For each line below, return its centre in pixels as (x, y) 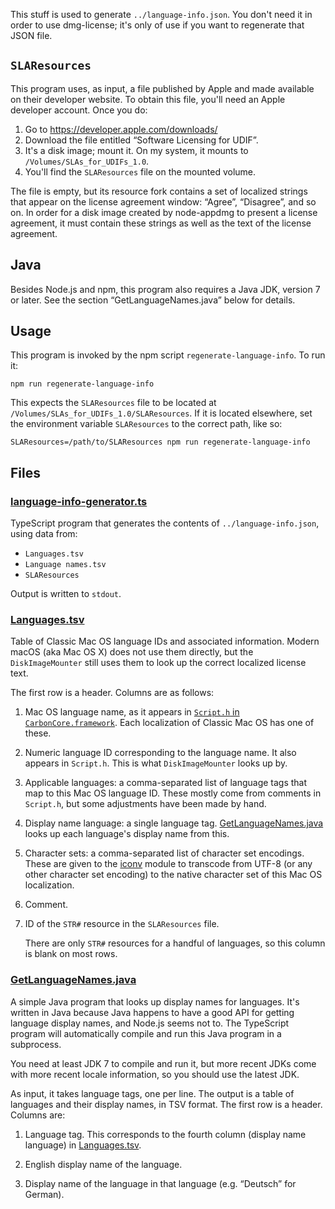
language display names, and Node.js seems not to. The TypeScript (150, 1023)
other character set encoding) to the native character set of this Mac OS (173, 875)
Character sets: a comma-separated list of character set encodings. (164, 853)
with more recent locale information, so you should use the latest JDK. (155, 1074)
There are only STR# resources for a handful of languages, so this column (175, 943)
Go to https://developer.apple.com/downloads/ (121, 129)
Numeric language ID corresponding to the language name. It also (160, 753)
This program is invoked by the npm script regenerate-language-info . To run (168, 355)
